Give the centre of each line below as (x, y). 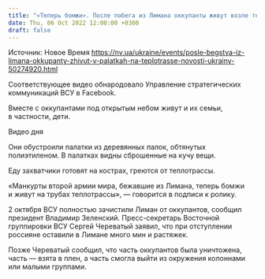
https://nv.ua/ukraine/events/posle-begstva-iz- (168, 53)
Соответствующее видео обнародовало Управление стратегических (125, 84)
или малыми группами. (47, 267)
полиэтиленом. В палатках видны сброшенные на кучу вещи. (112, 155)
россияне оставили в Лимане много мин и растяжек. (98, 235)
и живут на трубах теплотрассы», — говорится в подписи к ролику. (122, 195)
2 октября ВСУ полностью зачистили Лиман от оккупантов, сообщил (125, 210)
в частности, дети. (39, 117)
